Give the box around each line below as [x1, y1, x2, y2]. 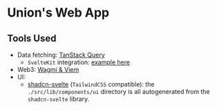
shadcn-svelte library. [27, 95, 90, 103]
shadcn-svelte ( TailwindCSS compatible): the [27, 80, 155, 88]
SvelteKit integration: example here [27, 58, 130, 66]
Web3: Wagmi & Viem [17, 66, 79, 73]
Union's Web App [7, 5, 109, 21]
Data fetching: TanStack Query [17, 51, 105, 59]
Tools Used [7, 33, 57, 44]
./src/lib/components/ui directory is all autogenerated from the [27, 88, 211, 95]
